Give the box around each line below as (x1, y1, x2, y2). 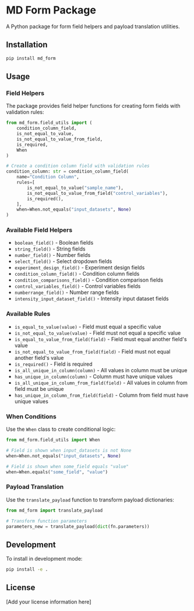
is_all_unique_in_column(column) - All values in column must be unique (14, 366, 188, 373)
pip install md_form (6, 55, 57, 61)
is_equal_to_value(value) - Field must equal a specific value (14, 323, 161, 330)
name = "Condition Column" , (16, 174, 80, 180)
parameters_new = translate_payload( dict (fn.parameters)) (6, 523, 150, 530)
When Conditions (6, 412, 57, 420)
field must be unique (14, 385, 64, 392)
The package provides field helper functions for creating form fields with (6, 102, 181, 109)
